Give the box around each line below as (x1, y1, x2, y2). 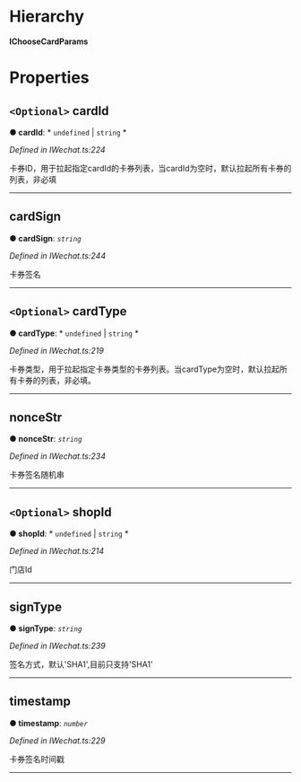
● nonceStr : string (9, 434, 82, 444)
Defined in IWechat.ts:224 (9, 144, 106, 154)
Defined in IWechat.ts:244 (9, 250, 106, 261)
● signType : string (9, 623, 82, 634)
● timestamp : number (9, 717, 88, 728)
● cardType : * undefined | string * (9, 328, 139, 338)
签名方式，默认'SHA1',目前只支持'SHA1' (9, 659, 154, 670)
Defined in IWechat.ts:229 (9, 734, 106, 746)
